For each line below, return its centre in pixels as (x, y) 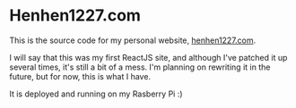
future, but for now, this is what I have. (80, 76)
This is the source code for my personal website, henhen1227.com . (133, 40)
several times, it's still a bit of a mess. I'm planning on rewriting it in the (140, 67)
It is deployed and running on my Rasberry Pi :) (96, 94)
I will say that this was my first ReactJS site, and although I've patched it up (148, 57)
